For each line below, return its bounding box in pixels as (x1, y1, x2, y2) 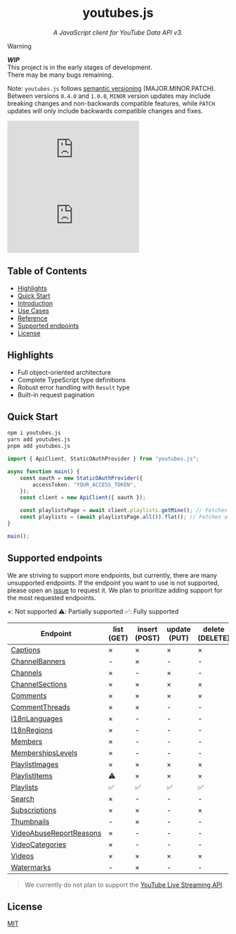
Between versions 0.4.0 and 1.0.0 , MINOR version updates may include (7, 92, 211, 100)
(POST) (134, 633, 160, 642)
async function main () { (7, 468, 80, 475)
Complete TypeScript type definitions (17, 375, 126, 384)
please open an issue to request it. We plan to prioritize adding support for (7, 586, 223, 594)
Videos (11, 851, 34, 861)
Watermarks (11, 862, 51, 872)
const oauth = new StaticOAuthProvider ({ (20, 474, 143, 482)
